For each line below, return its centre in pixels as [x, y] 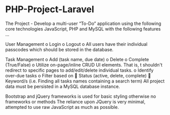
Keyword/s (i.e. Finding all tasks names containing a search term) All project [85, 81]
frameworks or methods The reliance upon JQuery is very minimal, [75, 102]
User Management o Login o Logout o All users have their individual [76, 44]
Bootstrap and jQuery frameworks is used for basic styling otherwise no [81, 96]
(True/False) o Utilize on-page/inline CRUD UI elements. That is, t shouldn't [84, 65]
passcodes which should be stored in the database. [59, 49]
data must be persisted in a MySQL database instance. [63, 86]
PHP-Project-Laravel [50, 9]
